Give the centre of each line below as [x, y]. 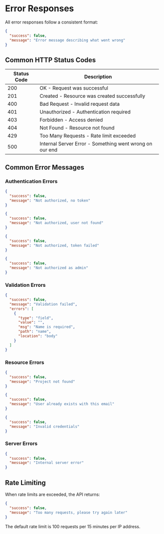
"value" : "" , [31, 323]
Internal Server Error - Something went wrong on [96, 144]
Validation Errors [25, 285]
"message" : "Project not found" [42, 382]
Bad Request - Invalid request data [80, 104]
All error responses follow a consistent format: [52, 22]
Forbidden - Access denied [72, 120]
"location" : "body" [38, 336]
